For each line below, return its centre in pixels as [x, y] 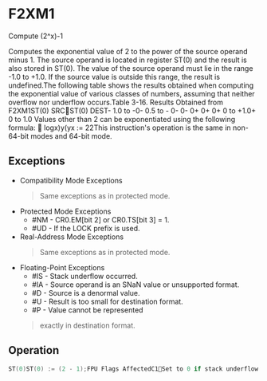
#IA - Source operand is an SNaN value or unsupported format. [135, 285]
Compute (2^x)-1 [36, 36]
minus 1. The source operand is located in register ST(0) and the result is [128, 60]
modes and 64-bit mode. [72, 136]
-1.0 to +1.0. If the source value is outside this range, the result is [114, 77]
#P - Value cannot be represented [87, 310]
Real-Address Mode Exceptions [72, 237]
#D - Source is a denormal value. [86, 293]
